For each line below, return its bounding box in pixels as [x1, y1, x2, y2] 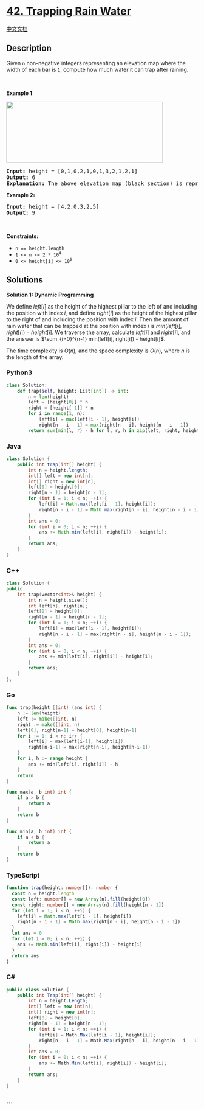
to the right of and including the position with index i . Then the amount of [6, 315, 189, 323]
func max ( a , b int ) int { [6, 789, 72, 795]
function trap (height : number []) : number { [6, 885, 118, 891]
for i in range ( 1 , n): [28, 411, 86, 417]
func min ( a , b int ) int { [6, 828, 72, 834]
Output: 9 [6, 209, 35, 216]
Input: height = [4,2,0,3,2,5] [6, 203, 100, 210]
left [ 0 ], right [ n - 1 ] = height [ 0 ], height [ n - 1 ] [17, 727, 137, 733]
